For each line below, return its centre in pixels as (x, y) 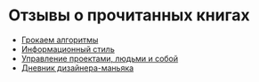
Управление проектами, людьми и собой (100, 58)
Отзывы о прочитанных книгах (129, 15)
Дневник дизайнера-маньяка (77, 68)
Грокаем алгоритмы (60, 40)
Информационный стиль (68, 48)
